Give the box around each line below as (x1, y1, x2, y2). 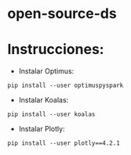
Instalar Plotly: (18, 124, 65, 134)
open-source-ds (7, 5, 117, 23)
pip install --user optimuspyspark (7, 81, 124, 90)
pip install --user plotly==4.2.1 (7, 139, 121, 147)
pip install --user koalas (7, 110, 96, 118)
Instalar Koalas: (18, 96, 69, 105)
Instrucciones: (7, 41, 104, 59)
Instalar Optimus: (18, 67, 75, 76)
